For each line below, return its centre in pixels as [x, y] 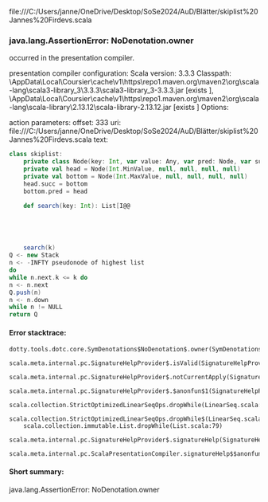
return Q [23, 315]
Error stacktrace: [38, 332]
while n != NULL [36, 307]
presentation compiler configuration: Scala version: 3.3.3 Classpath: [120, 73]
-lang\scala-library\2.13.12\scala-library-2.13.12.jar [90, 108]
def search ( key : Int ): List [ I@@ [77, 206]
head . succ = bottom [56, 184]
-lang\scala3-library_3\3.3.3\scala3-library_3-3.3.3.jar [97, 90]
